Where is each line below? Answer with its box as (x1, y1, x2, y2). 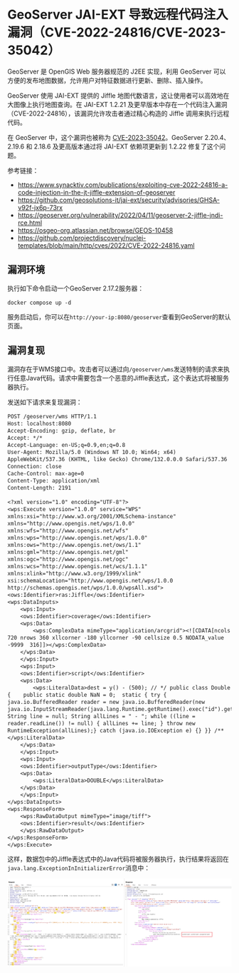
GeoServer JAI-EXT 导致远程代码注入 (7, 6, 229, 23)
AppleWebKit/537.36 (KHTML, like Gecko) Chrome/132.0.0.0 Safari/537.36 (7, 455, 228, 463)
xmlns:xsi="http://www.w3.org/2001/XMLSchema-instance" (7, 513, 176, 520)
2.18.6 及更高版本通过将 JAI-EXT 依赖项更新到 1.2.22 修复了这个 (33, 142, 220, 151)
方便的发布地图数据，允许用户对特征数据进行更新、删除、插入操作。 (7, 76, 207, 84)
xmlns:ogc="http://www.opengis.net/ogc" (7, 555, 129, 563)
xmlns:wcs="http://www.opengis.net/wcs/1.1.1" (7, 563, 148, 570)
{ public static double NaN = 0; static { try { (7, 691, 167, 698)
